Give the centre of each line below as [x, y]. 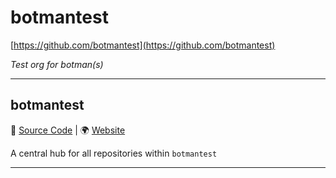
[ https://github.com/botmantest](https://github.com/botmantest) [143, 45]
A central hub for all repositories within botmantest [114, 153]
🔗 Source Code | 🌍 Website [68, 130]
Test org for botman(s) [57, 64]
